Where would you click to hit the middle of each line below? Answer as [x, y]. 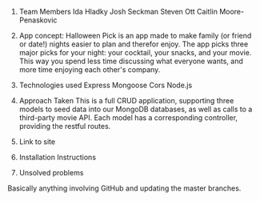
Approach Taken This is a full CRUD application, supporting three [126, 100]
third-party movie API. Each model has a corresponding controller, [128, 118]
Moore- [232, 12]
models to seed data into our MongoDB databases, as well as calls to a [136, 109]
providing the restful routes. [65, 126]
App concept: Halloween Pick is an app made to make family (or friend [135, 36]
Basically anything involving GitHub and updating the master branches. [124, 188]
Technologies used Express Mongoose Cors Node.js [106, 85]
